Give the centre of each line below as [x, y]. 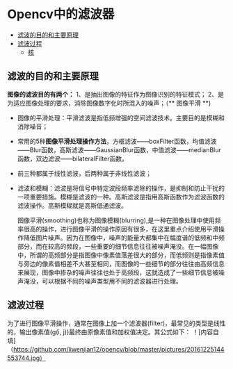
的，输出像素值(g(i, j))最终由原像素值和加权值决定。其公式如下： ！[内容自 [113, 331]
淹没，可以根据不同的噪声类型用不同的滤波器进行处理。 [103, 281]
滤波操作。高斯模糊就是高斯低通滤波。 [72, 205]
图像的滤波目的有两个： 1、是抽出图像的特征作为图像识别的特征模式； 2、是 [116, 94]
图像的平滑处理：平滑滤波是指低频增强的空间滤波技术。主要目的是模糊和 [121, 117]
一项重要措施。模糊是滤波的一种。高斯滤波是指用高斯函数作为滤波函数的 [121, 197]
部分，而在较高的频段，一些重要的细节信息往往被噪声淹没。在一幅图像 [118, 246]
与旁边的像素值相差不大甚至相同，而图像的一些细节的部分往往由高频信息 [121, 263]
